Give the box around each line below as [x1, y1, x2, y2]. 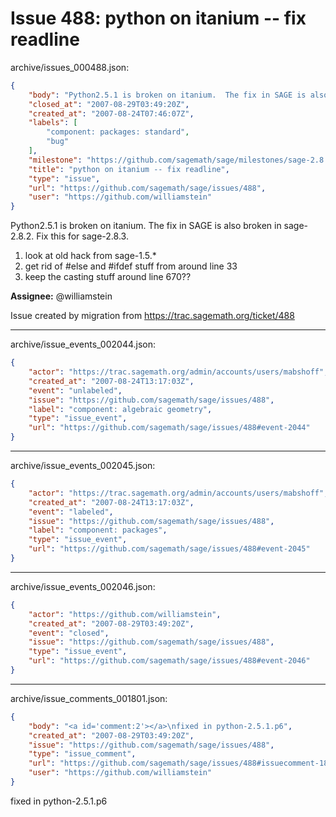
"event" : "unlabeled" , [28, 385, 123, 396]
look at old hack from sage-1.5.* [24, 250, 157, 262]
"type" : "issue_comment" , [28, 749, 137, 759]
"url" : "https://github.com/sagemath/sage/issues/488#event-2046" [28, 656, 311, 666]
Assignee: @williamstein [10, 290, 113, 302]
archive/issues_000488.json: [10, 61, 130, 73]
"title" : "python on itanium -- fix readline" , [28, 164, 230, 174]
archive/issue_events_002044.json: [10, 338, 157, 351]
